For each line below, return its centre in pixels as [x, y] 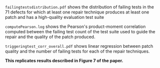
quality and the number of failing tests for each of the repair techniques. [78, 51]
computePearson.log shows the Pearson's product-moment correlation [75, 27]
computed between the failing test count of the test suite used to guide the [80, 32]
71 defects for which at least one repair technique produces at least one [77, 12]
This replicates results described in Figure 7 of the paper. [64, 61]
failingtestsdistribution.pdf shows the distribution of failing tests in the [80, 7]
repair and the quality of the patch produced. [50, 37]
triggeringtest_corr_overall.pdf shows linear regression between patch [79, 46]
